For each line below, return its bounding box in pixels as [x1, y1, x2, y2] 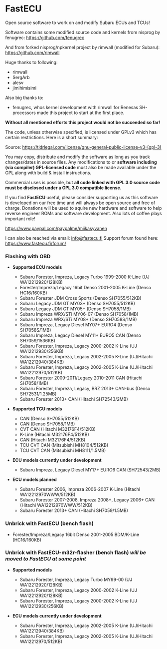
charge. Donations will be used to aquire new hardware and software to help [5, 205, 162, 211]
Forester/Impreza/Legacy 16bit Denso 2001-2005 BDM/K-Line [12, 531, 140, 537]
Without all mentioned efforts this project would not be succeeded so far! [5, 119, 161, 125]
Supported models [12, 566, 52, 573]
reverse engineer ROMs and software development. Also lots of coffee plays [5, 210, 162, 216]
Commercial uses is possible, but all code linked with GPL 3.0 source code [5, 179, 161, 185]
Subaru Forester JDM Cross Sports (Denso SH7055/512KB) [19, 295, 142, 301]
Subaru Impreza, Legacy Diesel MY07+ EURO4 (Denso [19, 322, 133, 328]
